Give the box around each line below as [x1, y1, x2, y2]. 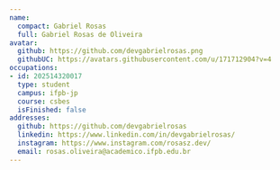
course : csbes [17, 96, 70, 106]
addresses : [9, 113, 50, 122]
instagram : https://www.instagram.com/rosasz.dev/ [17, 139, 212, 148]
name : [9, 13, 30, 22]
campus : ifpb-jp [17, 88, 78, 97]
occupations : [9, 64, 59, 73]
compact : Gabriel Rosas [17, 22, 106, 31]
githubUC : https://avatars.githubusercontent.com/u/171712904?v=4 [17, 55, 272, 64]
